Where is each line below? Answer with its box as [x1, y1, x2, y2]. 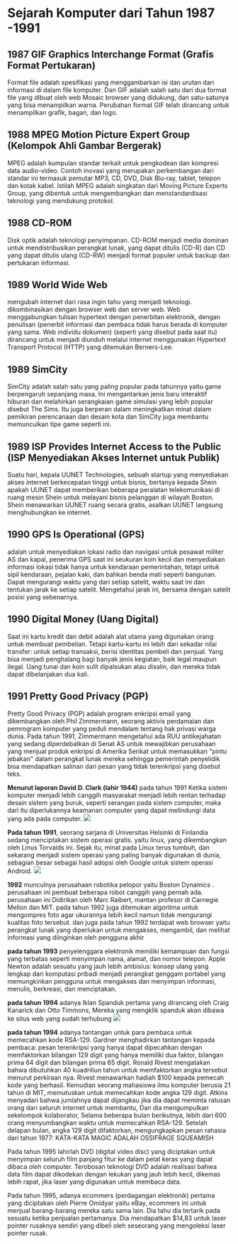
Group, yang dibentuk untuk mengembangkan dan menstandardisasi [7, 189, 208, 197]
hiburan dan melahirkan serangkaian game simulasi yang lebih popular [7, 397, 214, 406]
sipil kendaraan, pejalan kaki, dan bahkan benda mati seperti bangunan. [7, 570, 217, 579]
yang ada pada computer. [7, 814, 83, 823]
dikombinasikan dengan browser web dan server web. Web [7, 305, 181, 313]
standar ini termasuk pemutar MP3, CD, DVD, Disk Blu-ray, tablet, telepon [7, 174, 221, 182]
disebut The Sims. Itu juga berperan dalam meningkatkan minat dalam [7, 405, 212, 413]
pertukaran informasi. [7, 258, 71, 267]
